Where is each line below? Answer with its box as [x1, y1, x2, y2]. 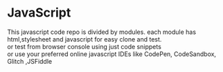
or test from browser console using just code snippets [7, 42, 161, 51]
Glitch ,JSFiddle [7, 57, 53, 65]
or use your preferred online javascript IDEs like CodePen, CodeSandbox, [7, 50, 217, 58]
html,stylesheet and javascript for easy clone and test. [7, 35, 162, 43]
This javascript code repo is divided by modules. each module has [7, 28, 196, 36]
